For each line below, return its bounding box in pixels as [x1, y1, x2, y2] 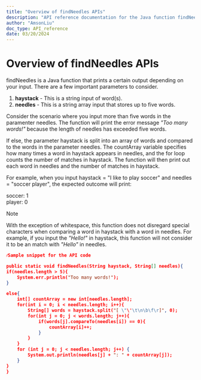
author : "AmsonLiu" [6, 20, 55, 26]
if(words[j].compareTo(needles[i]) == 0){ [38, 318, 146, 324]
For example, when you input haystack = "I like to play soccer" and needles [6, 174, 192, 182]
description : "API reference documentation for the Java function [6, 14, 175, 20]
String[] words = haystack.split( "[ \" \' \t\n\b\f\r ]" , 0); [28, 307, 178, 313]
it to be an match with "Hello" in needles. [6, 241, 107, 248]
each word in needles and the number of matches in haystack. [6, 162, 160, 170]
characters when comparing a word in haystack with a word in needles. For [6, 228, 191, 236]
